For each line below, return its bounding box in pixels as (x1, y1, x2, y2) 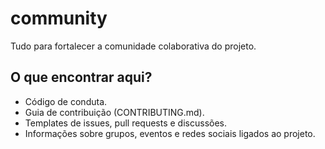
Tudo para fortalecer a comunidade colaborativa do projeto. (10, 40, 257, 52)
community (10, 7, 108, 30)
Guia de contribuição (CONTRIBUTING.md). (24, 106, 205, 118)
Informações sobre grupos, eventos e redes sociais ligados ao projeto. (24, 127, 316, 139)
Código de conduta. (24, 95, 108, 107)
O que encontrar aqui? (10, 69, 153, 86)
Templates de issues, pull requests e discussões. (24, 117, 227, 129)
